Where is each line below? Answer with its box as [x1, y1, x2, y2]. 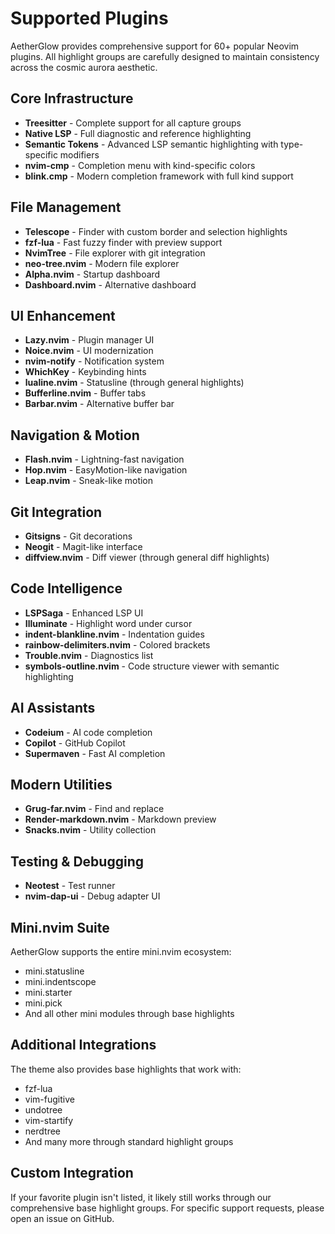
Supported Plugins [10, 7, 169, 30]
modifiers [59, 148, 100, 161]
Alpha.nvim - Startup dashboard [24, 268, 161, 280]
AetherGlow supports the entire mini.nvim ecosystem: [10, 946, 232, 958]
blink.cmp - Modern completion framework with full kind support [24, 170, 294, 182]
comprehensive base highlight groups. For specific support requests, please [10, 1202, 325, 1214]
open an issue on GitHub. [10, 1212, 115, 1224]
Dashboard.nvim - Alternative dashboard [24, 278, 197, 291]
